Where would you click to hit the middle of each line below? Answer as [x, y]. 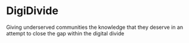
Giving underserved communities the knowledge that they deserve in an [95, 27]
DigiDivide [32, 11]
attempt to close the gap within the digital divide [65, 33]
